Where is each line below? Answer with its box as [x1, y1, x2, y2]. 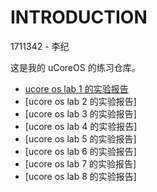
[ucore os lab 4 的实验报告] [24, 120, 138, 132]
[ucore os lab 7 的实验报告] [24, 157, 137, 170]
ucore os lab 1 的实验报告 [24, 82, 129, 95]
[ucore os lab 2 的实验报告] [24, 95, 137, 107]
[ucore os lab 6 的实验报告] [24, 145, 137, 157]
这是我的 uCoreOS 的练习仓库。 [10, 61, 141, 73]
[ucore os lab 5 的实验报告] [24, 132, 137, 145]
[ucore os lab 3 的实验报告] [24, 107, 137, 120]
